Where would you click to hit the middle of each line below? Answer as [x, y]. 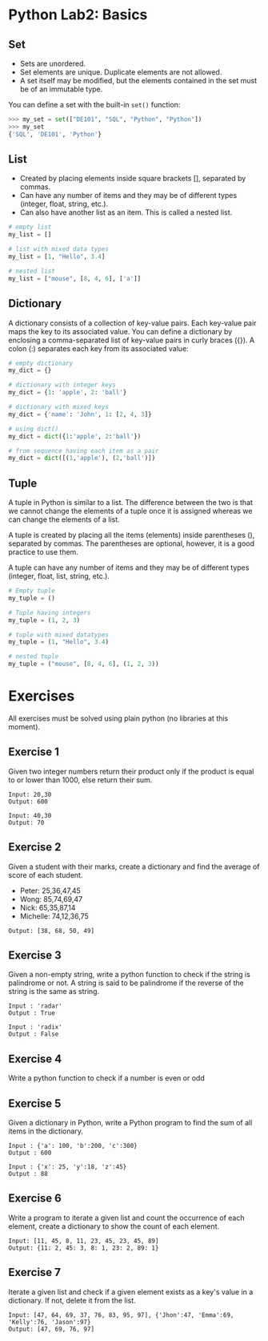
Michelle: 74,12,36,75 [54, 916]
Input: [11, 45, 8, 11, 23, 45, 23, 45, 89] [84, 1241]
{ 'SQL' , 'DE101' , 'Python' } [55, 134]
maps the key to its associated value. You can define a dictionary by [120, 331]
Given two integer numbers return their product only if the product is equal [131, 771]
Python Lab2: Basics [78, 15]
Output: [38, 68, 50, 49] [51, 931]
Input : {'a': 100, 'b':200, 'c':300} [73, 1146]
